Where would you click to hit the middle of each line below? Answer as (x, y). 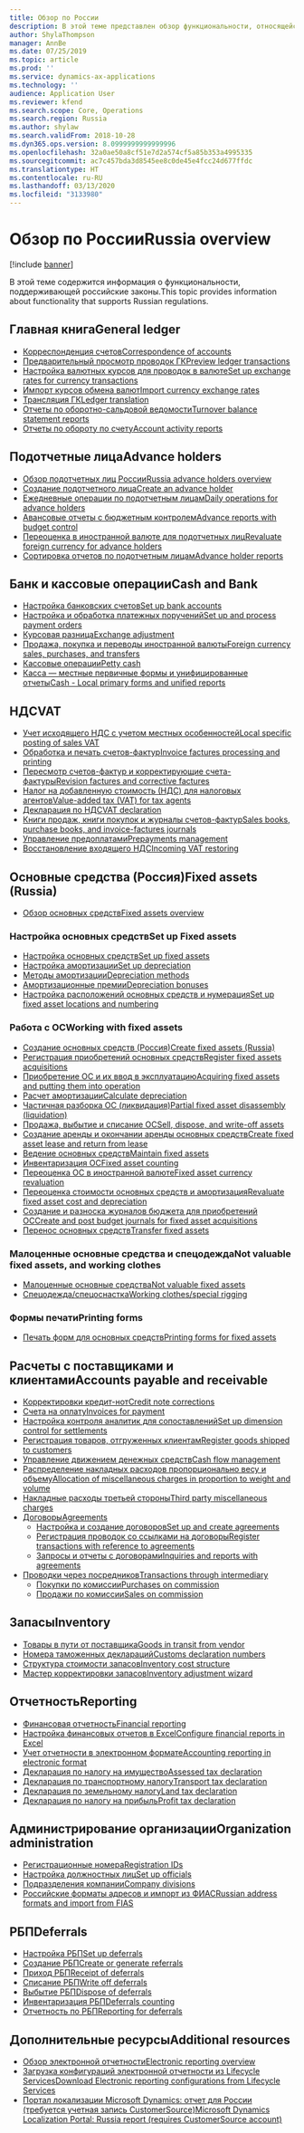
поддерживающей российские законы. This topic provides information (143, 292)
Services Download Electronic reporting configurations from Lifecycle (151, 2081)
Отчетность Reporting (73, 1702)
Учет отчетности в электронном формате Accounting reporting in (147, 1752)
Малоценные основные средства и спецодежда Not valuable (150, 1253)
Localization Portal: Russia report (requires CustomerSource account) (152, 2119)
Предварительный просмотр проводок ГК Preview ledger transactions (156, 361)
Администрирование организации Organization (151, 1829)
